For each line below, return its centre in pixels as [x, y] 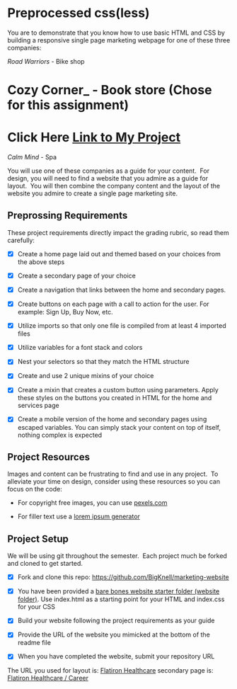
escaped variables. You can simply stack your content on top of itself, [119, 427]
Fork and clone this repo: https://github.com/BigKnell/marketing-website [123, 577]
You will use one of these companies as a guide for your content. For [109, 171]
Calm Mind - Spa [32, 157]
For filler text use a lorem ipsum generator [79, 517]
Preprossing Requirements [68, 216]
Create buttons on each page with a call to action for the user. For [114, 304]
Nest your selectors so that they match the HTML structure [103, 362]
